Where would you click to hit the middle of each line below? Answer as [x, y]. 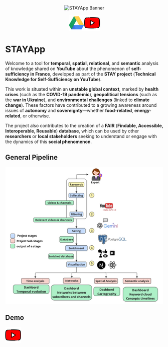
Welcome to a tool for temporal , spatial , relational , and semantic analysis [82, 63]
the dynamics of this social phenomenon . [48, 142]
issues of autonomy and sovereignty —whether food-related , [69, 110]
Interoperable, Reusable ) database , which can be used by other [72, 131]
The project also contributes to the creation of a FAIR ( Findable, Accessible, [84, 125]
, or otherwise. [35, 116]
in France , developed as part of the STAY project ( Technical [93, 74]
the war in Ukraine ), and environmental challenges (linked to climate [77, 100]
